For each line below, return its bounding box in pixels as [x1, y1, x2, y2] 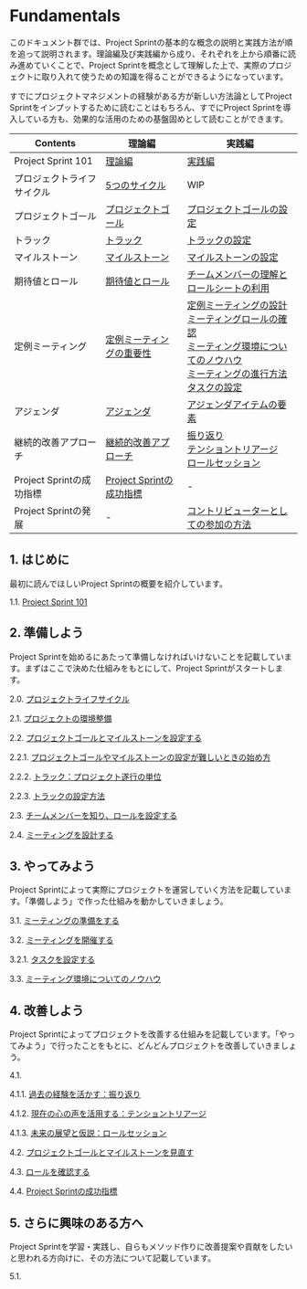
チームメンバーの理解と [186, 268, 288, 280]
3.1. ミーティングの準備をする [9, 915, 120, 926]
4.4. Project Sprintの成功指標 [9, 1186, 118, 1197]
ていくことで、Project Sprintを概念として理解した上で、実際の [33, 59, 268, 70]
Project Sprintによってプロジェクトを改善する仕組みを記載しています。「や [9, 1029, 288, 1040]
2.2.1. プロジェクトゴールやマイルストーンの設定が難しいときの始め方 [9, 751, 271, 763]
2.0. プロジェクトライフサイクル [9, 693, 130, 704]
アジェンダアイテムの [186, 398, 278, 411]
